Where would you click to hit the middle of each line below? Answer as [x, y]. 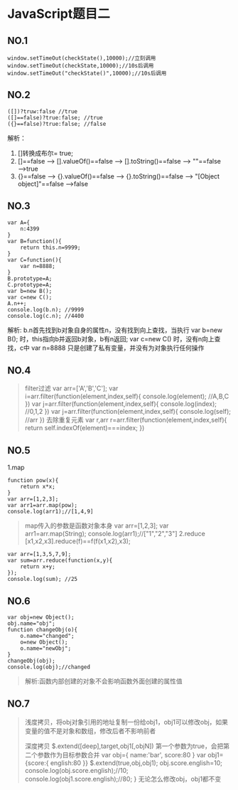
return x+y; [38, 567]
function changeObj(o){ [43, 630]
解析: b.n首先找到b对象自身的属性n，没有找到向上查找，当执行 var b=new [115, 330]
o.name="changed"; [47, 636]
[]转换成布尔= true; [45, 153]
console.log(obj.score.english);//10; [77, 770]
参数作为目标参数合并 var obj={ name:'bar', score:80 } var [122, 754]
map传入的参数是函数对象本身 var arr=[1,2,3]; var [97, 525]
